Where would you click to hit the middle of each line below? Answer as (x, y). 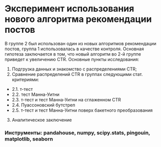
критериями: (25, 79)
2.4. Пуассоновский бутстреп (43, 105)
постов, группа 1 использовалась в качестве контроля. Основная (74, 49)
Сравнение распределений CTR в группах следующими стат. (77, 74)
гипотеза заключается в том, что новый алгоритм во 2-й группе (73, 54)
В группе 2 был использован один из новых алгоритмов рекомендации (81, 43)
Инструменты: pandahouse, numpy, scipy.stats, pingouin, (77, 133)
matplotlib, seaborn (29, 139)
